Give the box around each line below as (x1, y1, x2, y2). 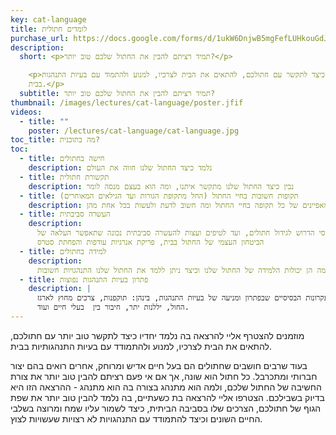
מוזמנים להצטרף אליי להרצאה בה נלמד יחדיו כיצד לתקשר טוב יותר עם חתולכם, (10, 329, 305, 341)
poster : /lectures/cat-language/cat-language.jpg (28, 126, 240, 136)
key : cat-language (10, 14, 87, 25)
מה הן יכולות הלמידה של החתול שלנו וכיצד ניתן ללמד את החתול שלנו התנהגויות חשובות (36, 265, 327, 275)
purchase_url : (10, 33, 70, 43)
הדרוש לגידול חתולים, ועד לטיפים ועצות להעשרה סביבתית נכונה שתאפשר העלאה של (36, 228, 315, 238)
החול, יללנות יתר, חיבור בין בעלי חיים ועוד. (36, 302, 190, 313)
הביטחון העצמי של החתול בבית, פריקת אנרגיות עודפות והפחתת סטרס (36, 237, 265, 247)
